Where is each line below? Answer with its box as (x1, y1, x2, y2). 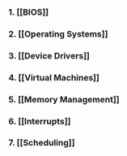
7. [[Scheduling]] (8, 137, 75, 149)
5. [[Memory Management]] (8, 93, 120, 105)
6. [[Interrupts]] (8, 115, 71, 127)
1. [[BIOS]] (8, 6, 49, 18)
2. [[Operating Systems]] (8, 28, 108, 39)
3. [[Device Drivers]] (8, 50, 91, 61)
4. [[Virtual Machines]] (8, 71, 99, 83)
